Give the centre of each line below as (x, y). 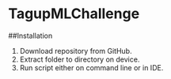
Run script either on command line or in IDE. (91, 67)
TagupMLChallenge (74, 14)
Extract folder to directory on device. (80, 59)
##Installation (30, 36)
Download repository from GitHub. (76, 51)
